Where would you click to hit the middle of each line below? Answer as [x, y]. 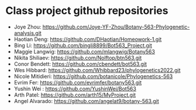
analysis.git [27, 33]
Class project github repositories [87, 11]
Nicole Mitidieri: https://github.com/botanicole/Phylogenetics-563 [93, 76]
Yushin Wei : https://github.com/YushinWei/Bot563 [75, 88]
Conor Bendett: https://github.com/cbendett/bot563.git [80, 64]
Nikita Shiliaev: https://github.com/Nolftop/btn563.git [78, 58]
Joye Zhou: [27, 27]
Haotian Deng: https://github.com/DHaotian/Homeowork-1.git [88, 39]
